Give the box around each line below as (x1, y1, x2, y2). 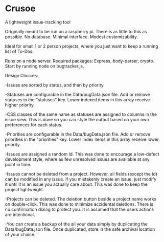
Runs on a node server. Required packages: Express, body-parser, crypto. (5, 58, 155, 64)
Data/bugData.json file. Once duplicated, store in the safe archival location (5, 226, 155, 232)
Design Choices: (5, 72, 38, 78)
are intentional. (5, 211, 35, 218)
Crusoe (5, 3, 36, 14)
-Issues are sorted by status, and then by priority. (5, 82, 105, 88)
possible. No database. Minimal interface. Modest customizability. (5, 34, 138, 40)
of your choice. (5, 231, 36, 237)
